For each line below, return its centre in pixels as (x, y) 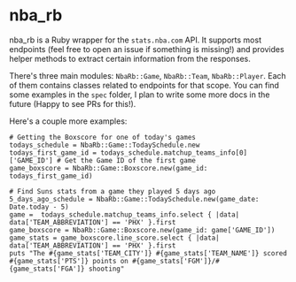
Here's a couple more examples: (68, 121)
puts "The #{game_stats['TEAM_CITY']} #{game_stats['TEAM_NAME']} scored (148, 253)
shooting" (106, 269)
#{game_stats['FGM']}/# (175, 261)
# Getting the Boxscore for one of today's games (103, 137)
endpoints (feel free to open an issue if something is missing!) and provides (147, 49)
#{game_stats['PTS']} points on (69, 261)
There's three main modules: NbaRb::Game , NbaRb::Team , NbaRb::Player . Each (148, 75)
